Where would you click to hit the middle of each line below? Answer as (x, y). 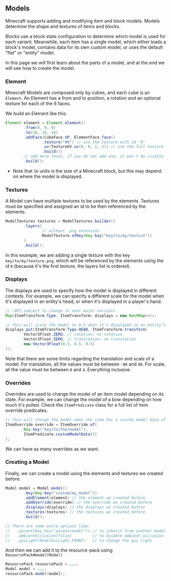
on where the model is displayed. (48, 176)
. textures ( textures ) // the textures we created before (84, 512)
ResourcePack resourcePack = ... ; (42, 564)
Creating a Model (27, 462)
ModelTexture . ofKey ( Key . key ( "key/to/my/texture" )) (97, 235)
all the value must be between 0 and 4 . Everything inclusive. (68, 369)
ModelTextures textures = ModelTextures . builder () (60, 221)
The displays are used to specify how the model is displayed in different (81, 290)
